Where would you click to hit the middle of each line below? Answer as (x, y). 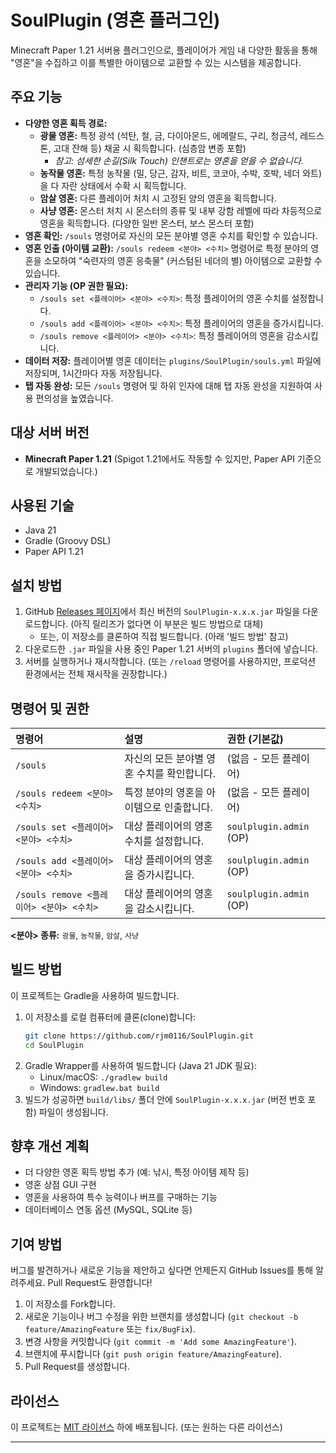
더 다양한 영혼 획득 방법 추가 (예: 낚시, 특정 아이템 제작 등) (137, 1172)
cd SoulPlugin (54, 1045)
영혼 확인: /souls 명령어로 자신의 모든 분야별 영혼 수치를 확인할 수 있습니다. (171, 235)
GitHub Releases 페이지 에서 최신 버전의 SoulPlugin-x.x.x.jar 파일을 (162, 612)
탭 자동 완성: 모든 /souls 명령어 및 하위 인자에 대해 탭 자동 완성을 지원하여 (168, 385)
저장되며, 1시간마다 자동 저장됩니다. (93, 373)
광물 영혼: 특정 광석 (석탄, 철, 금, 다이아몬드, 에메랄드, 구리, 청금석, (168, 135)
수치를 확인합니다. (176, 773)
